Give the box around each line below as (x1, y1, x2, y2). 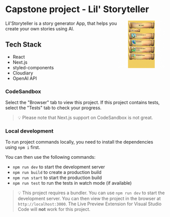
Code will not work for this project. (17, 206, 90, 212)
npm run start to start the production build (12, 175, 103, 181)
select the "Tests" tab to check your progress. (5, 105, 101, 111)
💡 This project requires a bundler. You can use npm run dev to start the (17, 190, 165, 196)
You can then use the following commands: (5, 154, 95, 160)
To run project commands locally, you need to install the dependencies (5, 139, 153, 145)
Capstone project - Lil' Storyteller (5, 4, 149, 15)
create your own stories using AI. (5, 25, 75, 31)
